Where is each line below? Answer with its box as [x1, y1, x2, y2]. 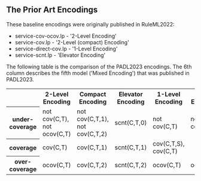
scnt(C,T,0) [114, 118, 147, 126]
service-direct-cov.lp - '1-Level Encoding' [14, 45, 118, 52]
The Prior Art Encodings [6, 5, 98, 15]
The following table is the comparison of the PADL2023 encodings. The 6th [6, 63, 192, 70]
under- [12, 115, 34, 123]
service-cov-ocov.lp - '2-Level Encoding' [14, 32, 117, 40]
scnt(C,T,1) [114, 143, 147, 152]
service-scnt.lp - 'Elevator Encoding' [14, 51, 106, 59]
